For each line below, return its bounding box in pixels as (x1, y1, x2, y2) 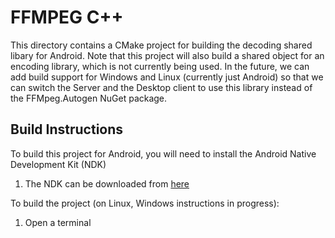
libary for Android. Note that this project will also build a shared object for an (10, 49, 325, 61)
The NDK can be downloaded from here (24, 177, 190, 190)
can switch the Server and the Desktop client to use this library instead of (10, 81, 313, 93)
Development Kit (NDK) (10, 158, 107, 170)
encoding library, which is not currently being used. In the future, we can (10, 60, 310, 72)
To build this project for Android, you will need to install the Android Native (10, 147, 317, 160)
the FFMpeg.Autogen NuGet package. (10, 92, 168, 104)
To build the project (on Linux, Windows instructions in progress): (10, 197, 280, 209)
